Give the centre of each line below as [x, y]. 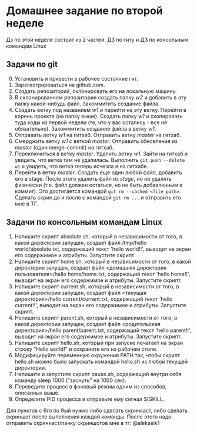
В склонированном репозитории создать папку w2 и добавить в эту [101, 97]
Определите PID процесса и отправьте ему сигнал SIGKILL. [89, 399]
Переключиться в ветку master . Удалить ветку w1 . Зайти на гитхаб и [101, 154]
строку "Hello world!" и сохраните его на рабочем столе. [86, 349]
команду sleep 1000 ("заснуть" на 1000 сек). [70, 380]
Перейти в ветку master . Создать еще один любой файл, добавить [98, 172]
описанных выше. [37, 393]
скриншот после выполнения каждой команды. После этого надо [89, 417]
